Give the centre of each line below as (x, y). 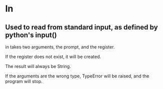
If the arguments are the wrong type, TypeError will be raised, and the (77, 76)
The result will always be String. (38, 66)
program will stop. (24, 81)
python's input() (31, 35)
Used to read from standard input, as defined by (81, 27)
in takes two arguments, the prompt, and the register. (60, 47)
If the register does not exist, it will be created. (53, 56)
